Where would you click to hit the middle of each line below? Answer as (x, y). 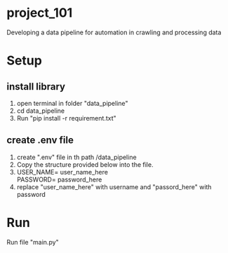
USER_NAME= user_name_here (62, 172)
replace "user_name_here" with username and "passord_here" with (114, 186)
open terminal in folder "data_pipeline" (72, 103)
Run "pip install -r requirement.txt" (66, 118)
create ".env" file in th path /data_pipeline (77, 157)
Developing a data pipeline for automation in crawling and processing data (114, 32)
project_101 (40, 13)
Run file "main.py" (33, 242)
